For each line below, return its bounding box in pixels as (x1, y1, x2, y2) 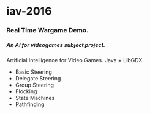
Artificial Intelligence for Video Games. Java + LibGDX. (6, 57, 144, 64)
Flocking (15, 88, 37, 95)
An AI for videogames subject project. (6, 41, 105, 48)
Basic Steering (15, 68, 52, 76)
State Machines (15, 94, 55, 102)
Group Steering (15, 81, 54, 89)
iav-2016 (6, 4, 52, 18)
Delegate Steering (15, 75, 61, 82)
